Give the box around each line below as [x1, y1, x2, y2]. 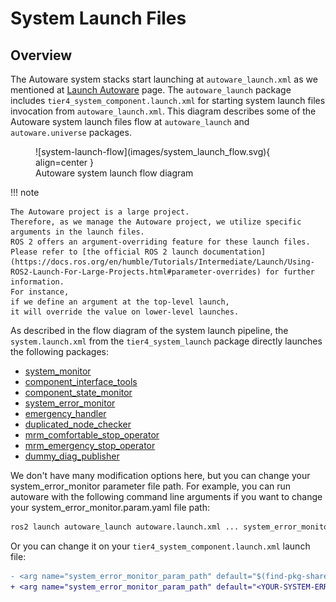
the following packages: [10, 346, 109, 357]
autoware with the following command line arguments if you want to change [10, 491, 323, 502]
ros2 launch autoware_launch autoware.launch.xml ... [10, 522, 240, 532]
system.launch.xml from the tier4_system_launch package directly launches [10, 335, 323, 347]
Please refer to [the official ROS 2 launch [10, 247, 199, 257]
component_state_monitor [24, 387, 133, 398]
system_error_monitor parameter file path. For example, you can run [10, 480, 292, 492]
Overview [10, 47, 73, 64]
